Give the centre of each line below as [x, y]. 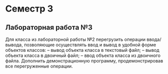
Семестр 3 [29, 9]
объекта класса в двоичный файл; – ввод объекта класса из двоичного [83, 55]
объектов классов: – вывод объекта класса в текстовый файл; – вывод [82, 50]
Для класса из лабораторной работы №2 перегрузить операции [76, 39]
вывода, [14, 45]
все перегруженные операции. [39, 66]
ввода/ [154, 39]
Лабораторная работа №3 [49, 27]
